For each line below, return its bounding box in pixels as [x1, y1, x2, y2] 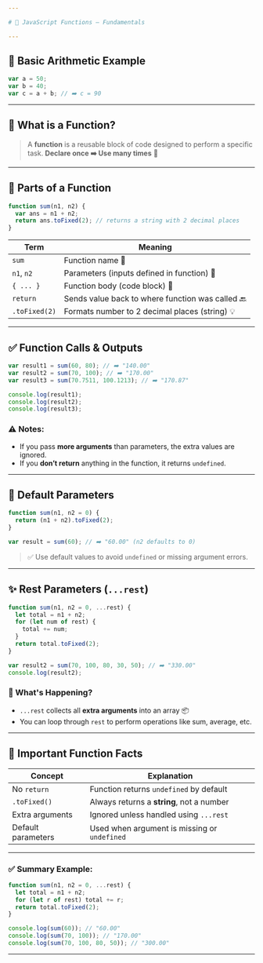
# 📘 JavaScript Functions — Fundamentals [8, 18, 146, 26]
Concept [31, 770, 64, 781]
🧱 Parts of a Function [8, 181, 112, 195]
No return [12, 783, 49, 794]
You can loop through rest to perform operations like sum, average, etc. [19, 717, 252, 726]
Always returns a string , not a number [89, 796, 229, 807]
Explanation [147, 770, 193, 781]
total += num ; [22, 626, 68, 633]
